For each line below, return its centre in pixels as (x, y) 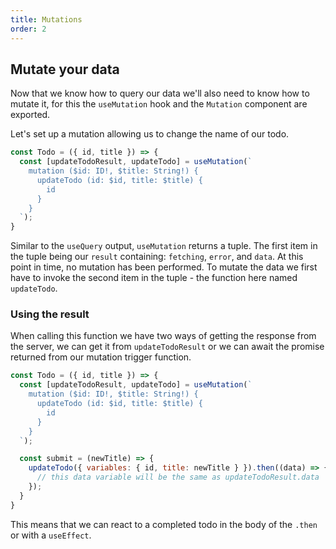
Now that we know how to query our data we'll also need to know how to (160, 93)
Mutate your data (65, 69)
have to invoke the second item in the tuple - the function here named (154, 278)
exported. (30, 115)
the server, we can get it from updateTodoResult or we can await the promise (167, 347)
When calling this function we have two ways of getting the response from (163, 336)
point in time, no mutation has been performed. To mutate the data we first (164, 267)
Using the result (50, 314)
